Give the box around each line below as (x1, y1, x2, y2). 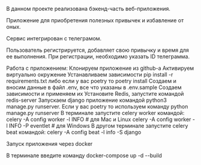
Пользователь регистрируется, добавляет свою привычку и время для (6, 46, 189, 54)
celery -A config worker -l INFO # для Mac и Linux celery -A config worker (6, 116, 191, 123)
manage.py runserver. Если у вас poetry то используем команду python (6, 103, 188, 110)
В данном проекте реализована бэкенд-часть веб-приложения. (6, 5, 171, 12)
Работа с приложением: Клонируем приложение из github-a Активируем (6, 64, 194, 72)
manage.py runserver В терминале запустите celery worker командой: (6, 110, 185, 116)
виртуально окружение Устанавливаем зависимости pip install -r (6, 71, 173, 78)
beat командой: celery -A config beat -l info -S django (6, 129, 142, 135)
